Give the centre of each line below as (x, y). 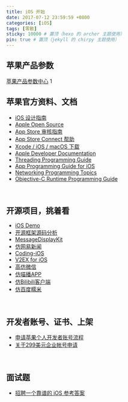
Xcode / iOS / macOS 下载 (47, 146)
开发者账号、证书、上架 (50, 322)
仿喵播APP (28, 275)
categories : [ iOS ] (29, 23)
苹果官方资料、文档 (42, 102)
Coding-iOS (29, 254)
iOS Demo (27, 225)
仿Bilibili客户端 (33, 282)
